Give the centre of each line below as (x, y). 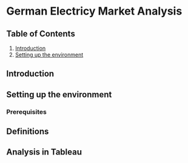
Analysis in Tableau (44, 152)
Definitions (28, 132)
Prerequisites (26, 112)
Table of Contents (41, 34)
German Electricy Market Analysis (94, 11)
